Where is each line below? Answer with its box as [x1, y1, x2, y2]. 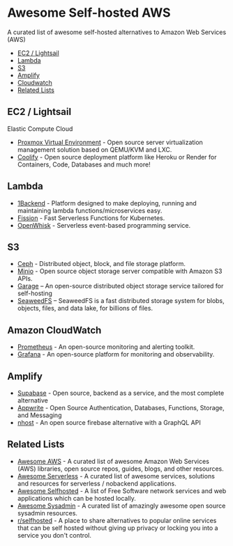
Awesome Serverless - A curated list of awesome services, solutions [17, 471, 215, 480]
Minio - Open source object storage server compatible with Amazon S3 [17, 267, 223, 276]
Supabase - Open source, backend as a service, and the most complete [17, 389, 225, 397]
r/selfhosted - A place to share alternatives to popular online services [17, 516, 217, 524]
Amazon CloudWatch [7, 324, 102, 336]
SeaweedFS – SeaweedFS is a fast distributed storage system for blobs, [17, 297, 225, 305]
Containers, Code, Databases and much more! [17, 160, 151, 169]
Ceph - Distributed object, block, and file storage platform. [17, 260, 186, 268]
